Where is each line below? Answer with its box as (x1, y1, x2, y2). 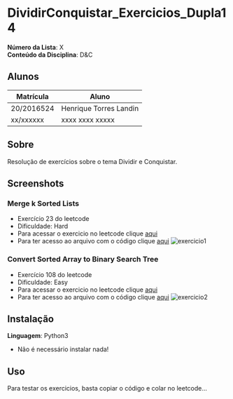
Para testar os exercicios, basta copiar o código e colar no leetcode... (7, 384, 208, 393)
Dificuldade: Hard (17, 222, 69, 231)
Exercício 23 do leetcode (17, 215, 90, 223)
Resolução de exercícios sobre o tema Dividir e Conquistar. (7, 157, 178, 165)
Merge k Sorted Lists (7, 198, 79, 208)
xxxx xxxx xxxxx (61, 114, 115, 124)
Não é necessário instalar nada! (17, 345, 109, 353)
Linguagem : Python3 (7, 332, 69, 340)
